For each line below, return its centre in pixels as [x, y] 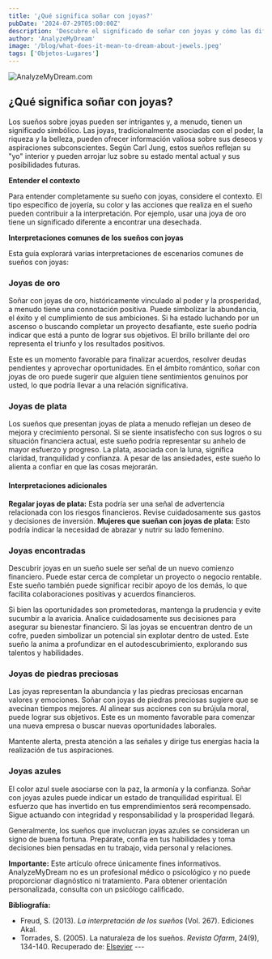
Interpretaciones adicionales [58, 486]
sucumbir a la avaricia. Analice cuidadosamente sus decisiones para [122, 618]
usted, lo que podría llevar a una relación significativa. [98, 385]
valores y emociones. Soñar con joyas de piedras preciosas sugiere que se [134, 700]
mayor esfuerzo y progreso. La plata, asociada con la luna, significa [121, 450]
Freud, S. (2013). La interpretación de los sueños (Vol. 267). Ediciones [137, 920]
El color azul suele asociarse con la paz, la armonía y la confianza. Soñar [130, 789]
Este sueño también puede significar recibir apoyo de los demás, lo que [128, 585]
